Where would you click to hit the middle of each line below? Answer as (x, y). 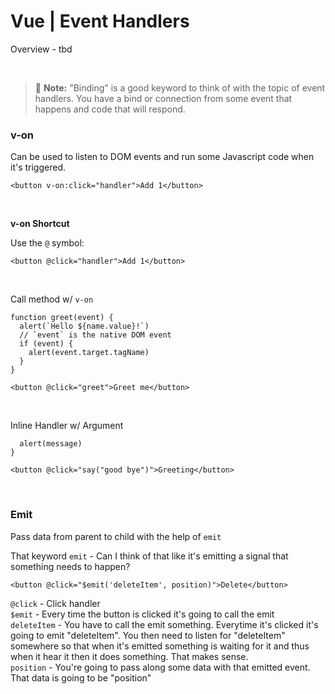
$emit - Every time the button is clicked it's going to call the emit (142, 614)
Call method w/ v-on (52, 299)
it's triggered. (38, 167)
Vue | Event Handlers (100, 21)
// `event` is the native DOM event (95, 335)
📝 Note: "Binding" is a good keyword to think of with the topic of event (180, 87)
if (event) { (46, 344)
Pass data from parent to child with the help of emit (116, 536)
